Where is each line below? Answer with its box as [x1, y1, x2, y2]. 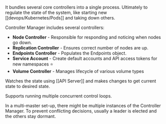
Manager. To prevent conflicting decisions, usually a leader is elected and [5, 108, 157, 114]
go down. [12, 39, 32, 45]
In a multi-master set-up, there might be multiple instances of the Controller [5, 102, 161, 108]
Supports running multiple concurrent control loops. [5, 93, 112, 99]
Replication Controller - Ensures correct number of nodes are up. [12, 45, 148, 50]
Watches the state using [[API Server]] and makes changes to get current [5, 78, 156, 84]
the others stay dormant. [5, 113, 56, 119]
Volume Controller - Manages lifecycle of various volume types [12, 68, 144, 74]
